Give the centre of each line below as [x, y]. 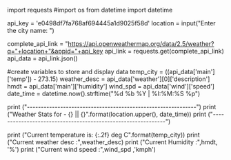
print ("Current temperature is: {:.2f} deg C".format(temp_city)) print [103, 135]
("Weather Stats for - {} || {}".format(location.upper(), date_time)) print [107, 114]
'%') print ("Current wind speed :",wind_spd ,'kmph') [82, 149]
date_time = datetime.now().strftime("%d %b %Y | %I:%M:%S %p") [104, 93]
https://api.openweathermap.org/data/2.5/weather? [141, 44]
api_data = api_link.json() [42, 58]
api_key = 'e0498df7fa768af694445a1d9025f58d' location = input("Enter [111, 23]
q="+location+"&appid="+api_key [55, 51]
